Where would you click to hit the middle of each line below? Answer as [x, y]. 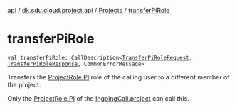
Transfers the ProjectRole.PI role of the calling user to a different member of [118, 77]
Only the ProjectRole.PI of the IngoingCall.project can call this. [99, 98]
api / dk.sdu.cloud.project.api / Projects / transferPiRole [89, 10]
